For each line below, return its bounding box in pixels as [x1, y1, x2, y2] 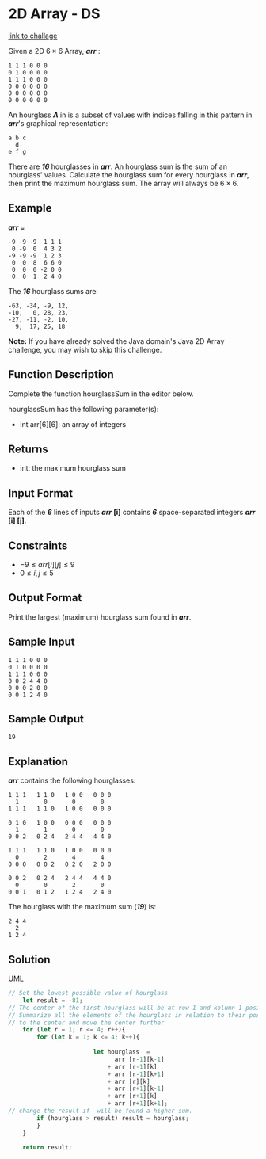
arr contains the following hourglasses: [8, 776, 136, 785]
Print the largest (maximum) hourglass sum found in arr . [8, 612, 192, 622]
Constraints [8, 539, 68, 552]
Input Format [8, 486, 74, 500]
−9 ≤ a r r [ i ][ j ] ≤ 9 [19, 560, 75, 569]
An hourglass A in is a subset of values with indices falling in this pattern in [8, 110, 253, 120]
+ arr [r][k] [107, 1077, 150, 1085]
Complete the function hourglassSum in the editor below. [8, 389, 194, 398]
